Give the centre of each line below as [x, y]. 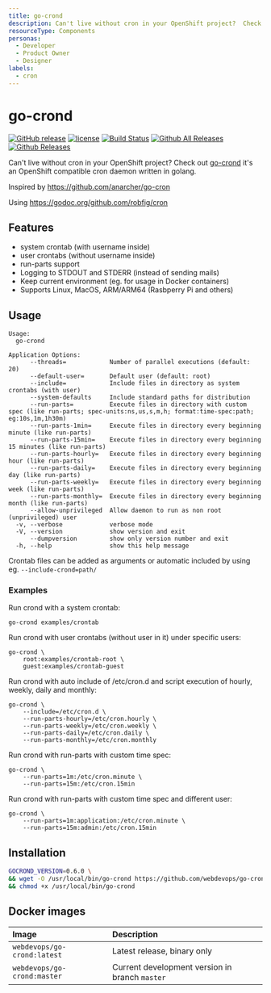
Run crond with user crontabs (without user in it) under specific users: [125, 638]
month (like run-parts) [48, 504]
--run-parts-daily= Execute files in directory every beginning [146, 468]
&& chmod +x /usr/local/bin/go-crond [72, 886]
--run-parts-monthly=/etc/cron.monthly [90, 740]
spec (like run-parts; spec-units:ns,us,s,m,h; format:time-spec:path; [131, 412]
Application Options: [45, 355]
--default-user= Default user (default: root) [120, 376]
